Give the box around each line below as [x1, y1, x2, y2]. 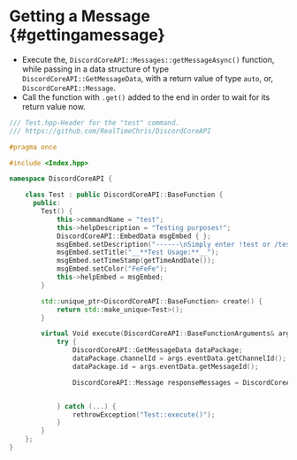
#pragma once [9, 142, 57, 151]
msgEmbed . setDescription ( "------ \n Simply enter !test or [56, 240, 271, 249]
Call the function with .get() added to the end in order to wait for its [21, 91, 270, 103]
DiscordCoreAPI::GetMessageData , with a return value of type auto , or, [21, 73, 274, 83]
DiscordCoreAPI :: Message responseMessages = [72, 378, 240, 387]
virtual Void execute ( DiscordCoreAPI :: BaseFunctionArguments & [41, 329, 275, 338]
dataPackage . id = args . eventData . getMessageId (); [72, 362, 259, 371]
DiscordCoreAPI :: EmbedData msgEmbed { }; [56, 232, 212, 241]
